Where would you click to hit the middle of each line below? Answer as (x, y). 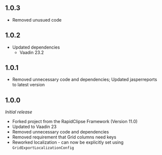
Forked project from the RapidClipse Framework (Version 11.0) (75, 122)
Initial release (19, 112)
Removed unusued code (37, 20)
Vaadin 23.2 (32, 52)
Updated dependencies (36, 47)
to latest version (28, 85)
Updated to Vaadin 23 (34, 127)
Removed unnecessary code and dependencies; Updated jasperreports (84, 79)
